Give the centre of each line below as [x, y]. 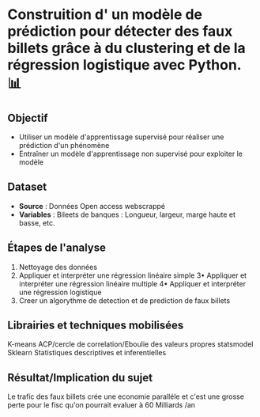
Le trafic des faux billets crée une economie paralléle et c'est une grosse [126, 396]
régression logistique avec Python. [124, 65]
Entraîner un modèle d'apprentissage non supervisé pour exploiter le [130, 154]
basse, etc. [37, 222]
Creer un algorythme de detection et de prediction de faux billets [124, 300]
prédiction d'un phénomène [64, 145]
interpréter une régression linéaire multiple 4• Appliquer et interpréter [132, 283]
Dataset [27, 187]
